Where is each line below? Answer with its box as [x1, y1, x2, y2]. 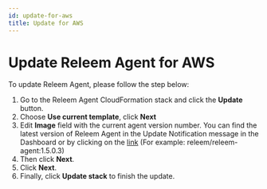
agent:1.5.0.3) [19, 146, 65, 156]
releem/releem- [187, 137, 238, 148]
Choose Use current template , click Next [19, 112, 157, 122]
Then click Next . [19, 155, 75, 164]
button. [19, 104, 44, 113]
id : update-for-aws [8, 11, 73, 20]
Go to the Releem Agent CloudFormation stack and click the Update [19, 95, 243, 104]
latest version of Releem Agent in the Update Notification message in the [19, 129, 259, 139]
